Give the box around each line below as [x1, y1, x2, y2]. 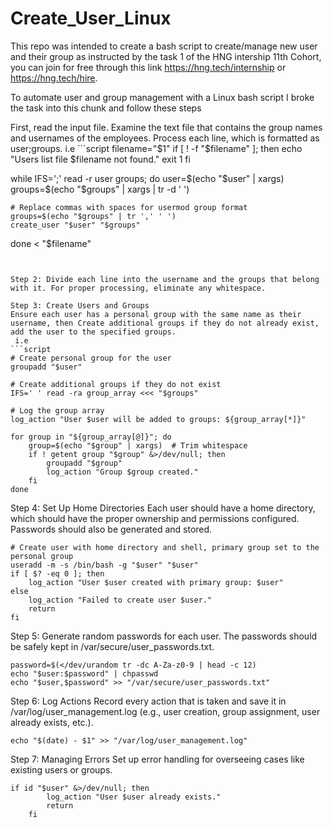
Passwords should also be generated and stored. [10, 523, 213, 535]
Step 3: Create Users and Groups [10, 300, 150, 311]
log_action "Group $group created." [46, 467, 199, 477]
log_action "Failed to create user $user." [28, 595, 213, 605]
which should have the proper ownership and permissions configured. [10, 512, 300, 524]
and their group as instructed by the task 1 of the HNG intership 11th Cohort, [10, 50, 322, 62]
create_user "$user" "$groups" [10, 220, 141, 230]
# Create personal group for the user [10, 353, 172, 363]
